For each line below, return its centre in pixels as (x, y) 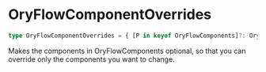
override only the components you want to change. (92, 59)
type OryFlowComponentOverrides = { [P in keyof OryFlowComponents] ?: (127, 36)
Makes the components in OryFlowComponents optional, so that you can (127, 51)
